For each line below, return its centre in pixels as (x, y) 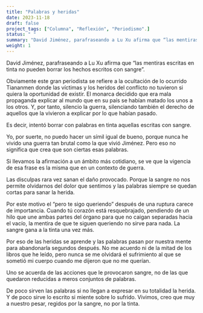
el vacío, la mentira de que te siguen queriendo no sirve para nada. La (93, 223)
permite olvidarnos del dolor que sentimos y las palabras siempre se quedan (101, 186)
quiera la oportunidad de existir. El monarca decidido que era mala (89, 94)
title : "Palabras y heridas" (43, 12)
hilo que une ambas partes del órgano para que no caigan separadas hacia (100, 217)
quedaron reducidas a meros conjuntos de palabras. (71, 278)
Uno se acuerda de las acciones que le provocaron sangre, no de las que (97, 272)
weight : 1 (19, 46)
